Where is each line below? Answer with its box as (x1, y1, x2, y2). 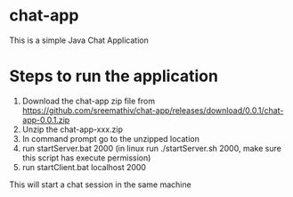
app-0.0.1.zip (21, 114, 70, 125)
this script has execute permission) (21, 152, 151, 163)
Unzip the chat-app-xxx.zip (21, 124, 123, 135)
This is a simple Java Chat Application (9, 35, 150, 45)
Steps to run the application (9, 66, 218, 86)
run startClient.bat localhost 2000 (21, 161, 147, 172)
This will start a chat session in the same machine (9, 179, 191, 190)
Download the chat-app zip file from (21, 95, 156, 106)
